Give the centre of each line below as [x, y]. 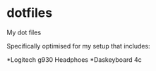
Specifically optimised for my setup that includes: [78, 46]
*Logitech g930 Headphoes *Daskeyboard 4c [74, 59]
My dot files [24, 32]
